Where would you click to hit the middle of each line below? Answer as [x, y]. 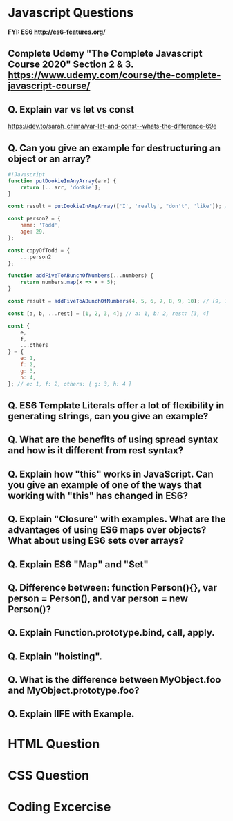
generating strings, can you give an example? [108, 416]
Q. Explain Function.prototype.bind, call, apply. [111, 633]
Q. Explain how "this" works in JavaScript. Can [111, 474]
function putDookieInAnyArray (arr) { [62, 181]
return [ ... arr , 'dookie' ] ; [60, 187]
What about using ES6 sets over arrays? [96, 541]
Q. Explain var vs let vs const [71, 110]
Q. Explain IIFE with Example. [71, 714]
